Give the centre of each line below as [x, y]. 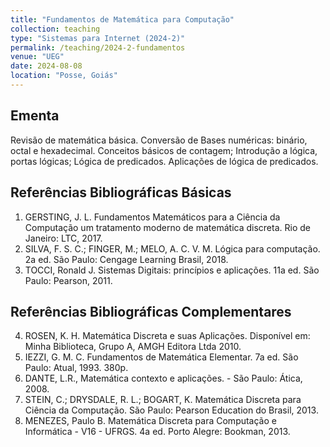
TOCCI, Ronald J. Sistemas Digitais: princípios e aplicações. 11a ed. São [172, 270]
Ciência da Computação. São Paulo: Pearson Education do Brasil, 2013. [171, 410]
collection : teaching [55, 29]
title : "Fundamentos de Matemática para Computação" [122, 19]
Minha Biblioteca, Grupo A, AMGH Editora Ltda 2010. [133, 347]
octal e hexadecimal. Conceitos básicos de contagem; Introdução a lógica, [164, 150]
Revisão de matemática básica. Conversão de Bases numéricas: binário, [159, 140]
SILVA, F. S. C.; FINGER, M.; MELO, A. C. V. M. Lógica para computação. [172, 248]
